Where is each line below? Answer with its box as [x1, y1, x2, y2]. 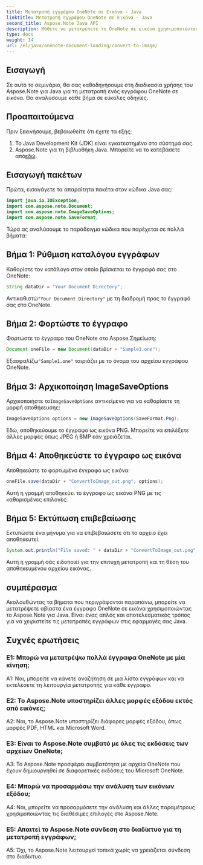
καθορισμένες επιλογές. [6, 495, 68, 503]
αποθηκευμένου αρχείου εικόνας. [6, 565, 92, 572]
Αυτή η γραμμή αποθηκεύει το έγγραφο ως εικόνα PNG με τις [6, 489, 162, 497]
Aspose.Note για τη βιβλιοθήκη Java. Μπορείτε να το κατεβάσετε [14, 146, 181, 153]
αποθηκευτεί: [6, 535, 40, 543]
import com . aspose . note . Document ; [6, 204, 94, 210]
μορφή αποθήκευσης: [6, 404, 60, 411]
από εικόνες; [6, 704, 46, 712]
